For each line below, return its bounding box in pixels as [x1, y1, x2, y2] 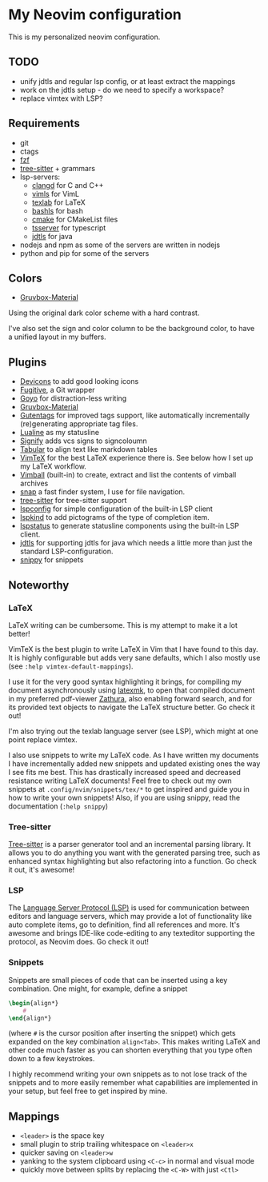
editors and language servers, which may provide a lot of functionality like [8, 912, 252, 921]
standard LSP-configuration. [19, 546, 114, 557]
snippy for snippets [19, 555, 84, 565]
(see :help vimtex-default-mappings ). [8, 661, 134, 671]
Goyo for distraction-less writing [19, 393, 127, 403]
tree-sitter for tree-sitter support [19, 496, 127, 505]
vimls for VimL [31, 189, 80, 198]
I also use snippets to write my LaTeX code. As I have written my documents [8, 750, 259, 760]
